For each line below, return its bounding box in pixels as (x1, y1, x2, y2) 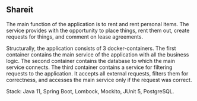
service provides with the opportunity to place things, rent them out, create (6, 27, 190, 34)
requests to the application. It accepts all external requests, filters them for (6, 70, 189, 77)
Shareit (6, 5, 34, 15)
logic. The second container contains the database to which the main (6, 57, 176, 64)
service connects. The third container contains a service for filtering (6, 64, 173, 71)
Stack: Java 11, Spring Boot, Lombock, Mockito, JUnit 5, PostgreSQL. (6, 87, 174, 94)
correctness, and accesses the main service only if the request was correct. (6, 76, 192, 83)
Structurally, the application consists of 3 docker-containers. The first (6, 45, 176, 52)
